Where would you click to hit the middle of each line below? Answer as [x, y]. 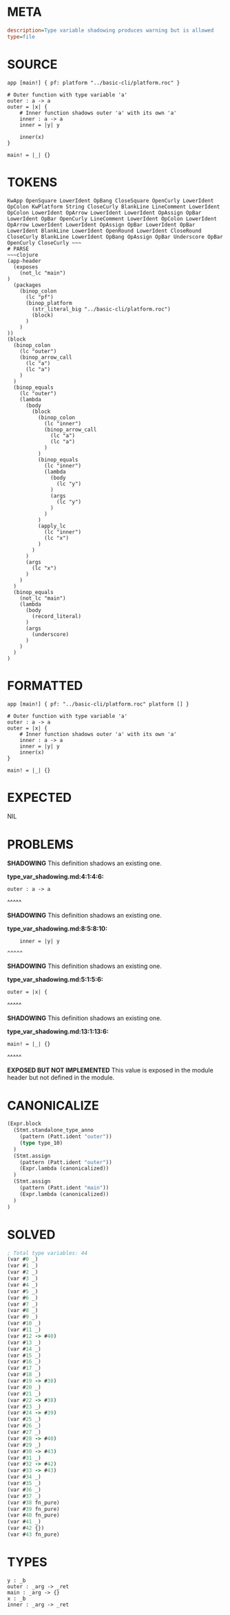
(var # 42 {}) [26, 1528]
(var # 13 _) [24, 1342]
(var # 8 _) [23, 1311]
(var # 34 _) [24, 1477]
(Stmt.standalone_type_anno [54, 1130]
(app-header [24, 261]
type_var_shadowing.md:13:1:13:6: [58, 1032]
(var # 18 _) [24, 1375]
